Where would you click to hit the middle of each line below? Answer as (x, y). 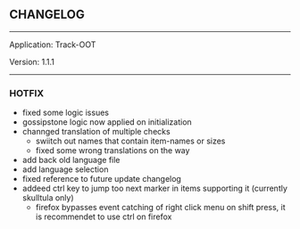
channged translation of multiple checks (96, 132)
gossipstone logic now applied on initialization (107, 122)
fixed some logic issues (66, 113)
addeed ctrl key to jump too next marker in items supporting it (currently (155, 188)
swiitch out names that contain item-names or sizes (130, 141)
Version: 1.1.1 (32, 61)
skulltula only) (48, 198)
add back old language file (71, 160)
